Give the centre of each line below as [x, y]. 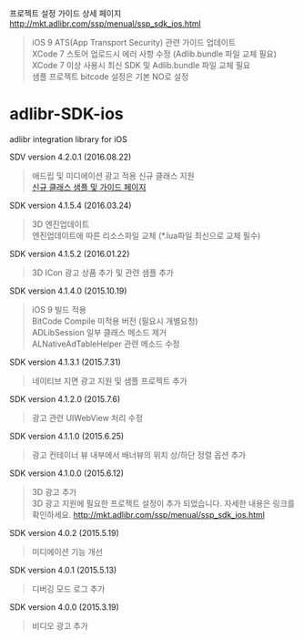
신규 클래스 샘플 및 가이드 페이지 [89, 187]
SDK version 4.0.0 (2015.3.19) [65, 607]
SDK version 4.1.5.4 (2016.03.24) [71, 205]
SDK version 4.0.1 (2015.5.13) [63, 570]
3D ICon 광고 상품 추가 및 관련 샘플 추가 [103, 273]
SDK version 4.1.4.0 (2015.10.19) [68, 291]
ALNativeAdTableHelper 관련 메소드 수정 [106, 344]
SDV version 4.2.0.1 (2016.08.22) [71, 157]
